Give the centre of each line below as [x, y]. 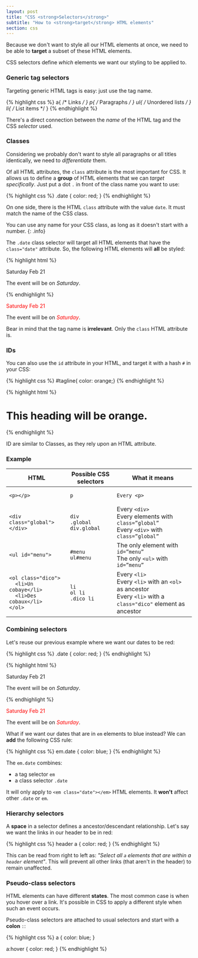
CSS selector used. [29, 126]
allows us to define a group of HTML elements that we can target [85, 178]
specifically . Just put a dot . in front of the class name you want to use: [93, 184]
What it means [153, 478]
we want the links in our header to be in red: [60, 832]
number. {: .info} [26, 231]
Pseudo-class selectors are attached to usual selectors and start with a [93, 920]
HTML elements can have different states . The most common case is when [98, 896]
